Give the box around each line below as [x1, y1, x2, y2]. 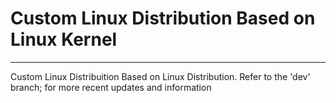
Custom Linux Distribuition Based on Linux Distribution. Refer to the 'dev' [10, 70, 311, 82]
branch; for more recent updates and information [10, 81, 212, 93]
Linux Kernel [10, 28, 118, 51]
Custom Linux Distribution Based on [10, 7, 316, 30]
